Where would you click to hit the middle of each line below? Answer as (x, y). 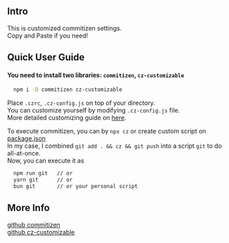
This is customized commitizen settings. (65, 28)
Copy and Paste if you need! (48, 35)
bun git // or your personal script (76, 187)
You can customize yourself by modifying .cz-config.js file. (94, 110)
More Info (28, 208)
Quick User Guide (46, 57)
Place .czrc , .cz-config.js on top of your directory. (81, 103)
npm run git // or (43, 174)
